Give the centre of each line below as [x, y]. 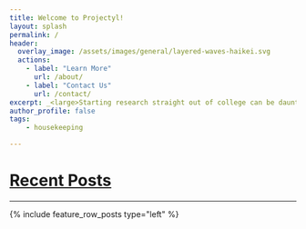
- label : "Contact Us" [69, 85]
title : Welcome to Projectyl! [67, 18]
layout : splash [38, 26]
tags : [20, 119]
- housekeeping [55, 128]
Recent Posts [61, 180]
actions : [34, 60]
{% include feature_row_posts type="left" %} [94, 214]
